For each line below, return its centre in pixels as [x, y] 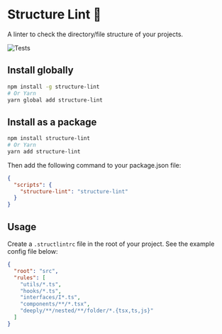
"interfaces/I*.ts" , [50, 298]
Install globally [40, 70]
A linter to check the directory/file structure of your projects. [95, 34]
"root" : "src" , [36, 271]
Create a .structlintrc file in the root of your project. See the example [111, 244]
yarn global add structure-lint [55, 100]
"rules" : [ [30, 278]
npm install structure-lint [49, 139]
